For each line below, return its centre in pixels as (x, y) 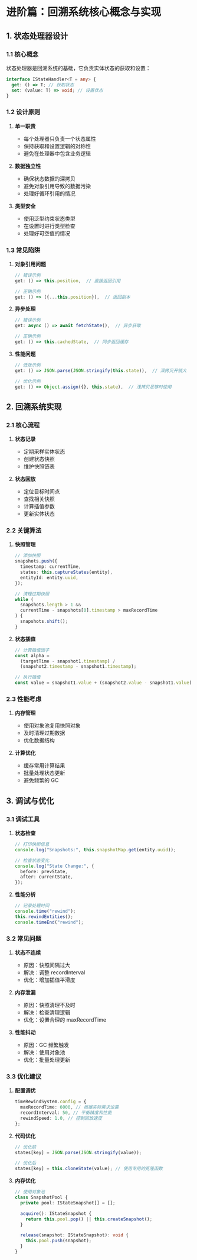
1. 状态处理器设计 (37, 36)
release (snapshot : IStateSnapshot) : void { (74, 1235)
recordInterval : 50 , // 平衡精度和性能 (66, 1113)
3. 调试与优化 (30, 801)
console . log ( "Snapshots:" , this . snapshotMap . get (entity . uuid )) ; (95, 849)
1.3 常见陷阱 (23, 250)
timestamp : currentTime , (51, 567)
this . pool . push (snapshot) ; (59, 1241)
